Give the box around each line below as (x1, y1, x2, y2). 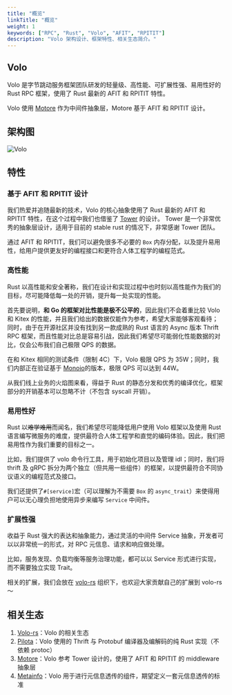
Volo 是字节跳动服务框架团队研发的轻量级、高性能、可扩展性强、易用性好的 (7, 80, 222, 88)
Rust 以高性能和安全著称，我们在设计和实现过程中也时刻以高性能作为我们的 (7, 283, 222, 291)
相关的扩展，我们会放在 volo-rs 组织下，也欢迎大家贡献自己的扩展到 (7, 578, 200, 587)
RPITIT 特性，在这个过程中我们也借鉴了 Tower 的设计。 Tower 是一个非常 (7, 215, 215, 223)
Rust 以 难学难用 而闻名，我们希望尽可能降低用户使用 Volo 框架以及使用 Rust (7, 423, 222, 432)
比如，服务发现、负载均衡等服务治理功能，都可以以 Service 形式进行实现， (7, 555, 220, 563)
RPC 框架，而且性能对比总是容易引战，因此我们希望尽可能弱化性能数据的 (7, 332, 215, 340)
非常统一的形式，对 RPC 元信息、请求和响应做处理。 (19, 540, 168, 549)
